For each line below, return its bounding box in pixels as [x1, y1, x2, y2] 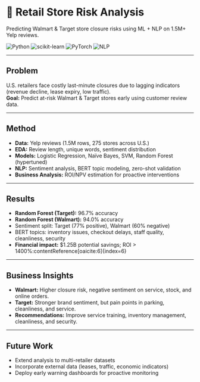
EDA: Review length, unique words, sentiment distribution [14, 145, 157, 153]
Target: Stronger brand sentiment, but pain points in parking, [14, 299, 165, 306]
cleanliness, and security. [14, 318, 77, 325]
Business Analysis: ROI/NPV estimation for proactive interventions [14, 171, 180, 178]
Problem [6, 66, 39, 76]
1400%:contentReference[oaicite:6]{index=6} [14, 247, 127, 255]
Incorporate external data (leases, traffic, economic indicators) [14, 363, 169, 370]
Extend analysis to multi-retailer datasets [14, 357, 115, 364]
